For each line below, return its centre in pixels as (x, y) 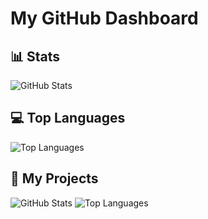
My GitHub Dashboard (104, 18)
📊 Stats (35, 56)
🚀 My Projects (54, 178)
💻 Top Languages (68, 118)
